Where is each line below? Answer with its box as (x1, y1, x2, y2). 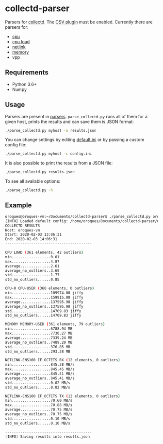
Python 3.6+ (12, 81, 37, 87)
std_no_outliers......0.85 (5, 277, 60, 282)
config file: (5, 142, 27, 148)
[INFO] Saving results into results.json (5, 434, 90, 439)
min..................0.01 (5, 254, 60, 259)
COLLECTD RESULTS (5, 223, 40, 228)
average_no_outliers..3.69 (5, 268, 60, 273)
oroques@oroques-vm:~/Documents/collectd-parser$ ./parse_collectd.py (5, 214, 151, 219)
